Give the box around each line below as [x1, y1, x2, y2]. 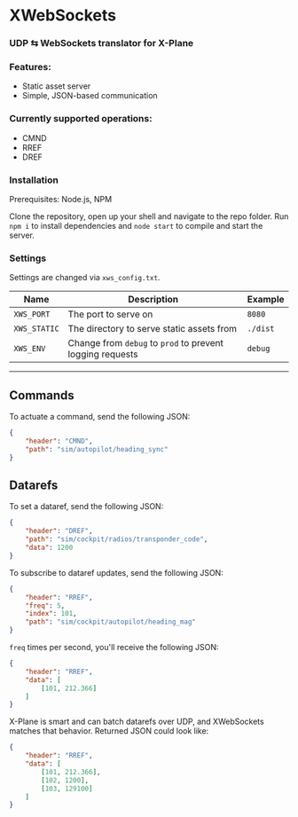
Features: [9, 61, 51, 74]
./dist [247, 324, 275, 334]
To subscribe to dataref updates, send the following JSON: [9, 567, 223, 577]
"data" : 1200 [25, 543, 74, 553]
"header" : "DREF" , [25, 527, 93, 536]
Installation [9, 174, 59, 186]
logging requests [67, 348, 139, 360]
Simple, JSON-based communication [21, 90, 158, 101]
